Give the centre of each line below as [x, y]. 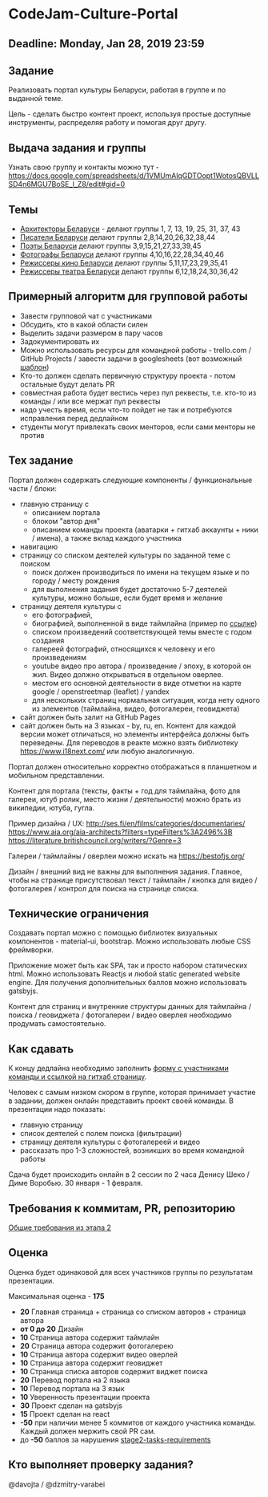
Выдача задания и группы [77, 148]
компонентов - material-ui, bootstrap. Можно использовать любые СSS [130, 941]
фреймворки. [31, 950]
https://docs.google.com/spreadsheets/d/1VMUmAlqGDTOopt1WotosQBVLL [134, 176]
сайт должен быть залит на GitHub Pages [90, 717]
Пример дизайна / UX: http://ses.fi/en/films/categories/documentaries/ [127, 823]
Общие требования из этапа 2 [60, 1227]
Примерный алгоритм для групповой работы [128, 296]
